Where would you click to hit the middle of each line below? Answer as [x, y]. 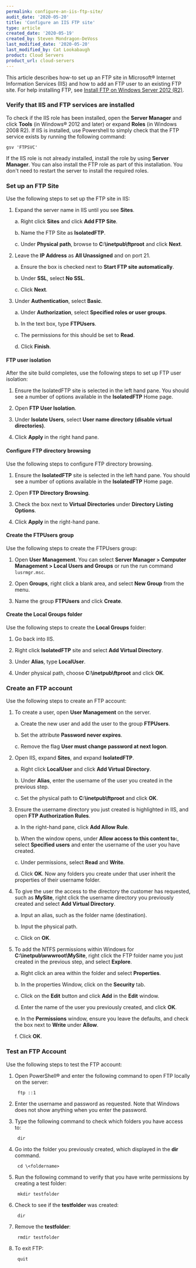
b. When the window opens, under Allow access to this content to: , [97, 839]
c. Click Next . [31, 290]
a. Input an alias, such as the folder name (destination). [81, 915]
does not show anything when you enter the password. [81, 1109]
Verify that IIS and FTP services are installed [70, 105]
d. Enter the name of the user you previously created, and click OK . [96, 1007]
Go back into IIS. [34, 639]
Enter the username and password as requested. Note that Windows [97, 1104]
